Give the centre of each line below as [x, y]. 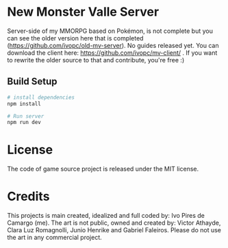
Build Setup [32, 82]
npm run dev [24, 123]
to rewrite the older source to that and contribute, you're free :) [96, 60]
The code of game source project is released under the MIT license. [103, 169]
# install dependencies [41, 97]
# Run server [26, 116]
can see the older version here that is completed [75, 38]
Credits [28, 197]
